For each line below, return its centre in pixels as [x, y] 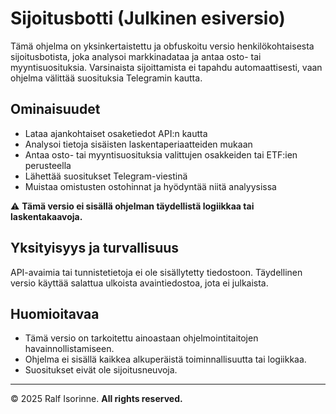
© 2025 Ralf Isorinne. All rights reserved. [96, 399]
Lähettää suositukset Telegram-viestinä [106, 176]
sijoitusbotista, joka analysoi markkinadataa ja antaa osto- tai [136, 56]
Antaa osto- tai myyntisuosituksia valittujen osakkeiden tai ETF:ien [161, 154]
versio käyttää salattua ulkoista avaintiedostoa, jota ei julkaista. [139, 283]
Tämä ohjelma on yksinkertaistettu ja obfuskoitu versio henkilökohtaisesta [162, 46]
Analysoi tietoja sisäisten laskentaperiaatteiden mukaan [138, 144]
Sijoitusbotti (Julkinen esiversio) [148, 18]
